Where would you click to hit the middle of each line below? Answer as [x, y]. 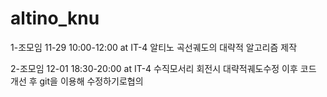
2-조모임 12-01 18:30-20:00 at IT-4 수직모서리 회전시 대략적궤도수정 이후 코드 [163, 68]
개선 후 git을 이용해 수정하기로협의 [77, 81]
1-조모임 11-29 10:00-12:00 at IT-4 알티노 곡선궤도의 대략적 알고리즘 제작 [154, 47]
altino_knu [55, 18]
